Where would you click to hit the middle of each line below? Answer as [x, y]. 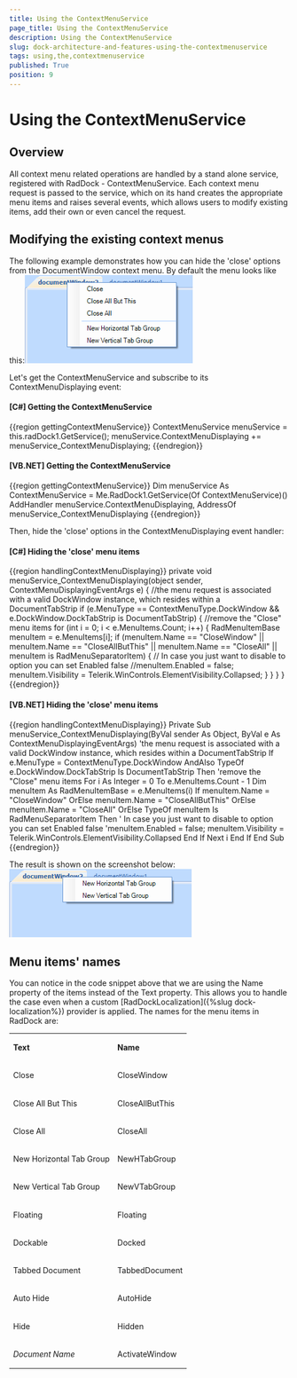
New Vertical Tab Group [56, 1187]
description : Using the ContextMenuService [91, 37]
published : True [39, 66]
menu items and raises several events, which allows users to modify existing [148, 202]
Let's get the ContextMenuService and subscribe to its [109, 377]
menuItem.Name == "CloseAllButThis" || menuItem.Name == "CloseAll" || [143, 647]
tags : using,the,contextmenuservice [77, 56]
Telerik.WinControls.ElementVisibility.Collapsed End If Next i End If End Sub [147, 838]
